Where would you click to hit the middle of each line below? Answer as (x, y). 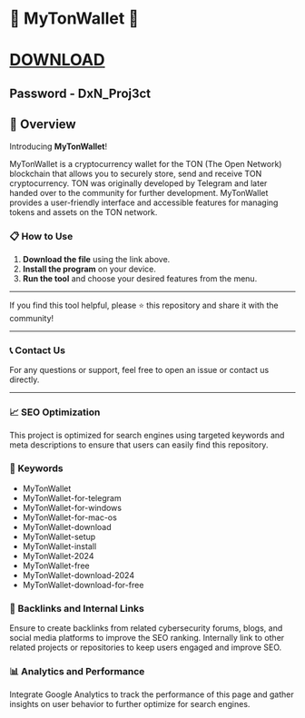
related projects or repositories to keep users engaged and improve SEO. (146, 647)
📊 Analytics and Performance (77, 671)
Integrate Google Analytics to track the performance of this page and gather (152, 694)
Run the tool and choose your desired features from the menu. (140, 278)
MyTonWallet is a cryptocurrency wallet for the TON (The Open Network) (146, 163)
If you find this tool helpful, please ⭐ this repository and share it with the (144, 305)
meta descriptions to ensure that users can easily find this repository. (139, 445)
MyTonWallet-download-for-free (83, 585)
